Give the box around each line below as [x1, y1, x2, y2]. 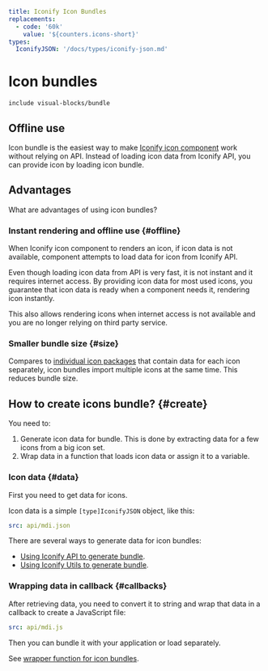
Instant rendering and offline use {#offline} [8, 225, 181, 236]
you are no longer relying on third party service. [8, 318, 168, 328]
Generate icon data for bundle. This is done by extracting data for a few [19, 434, 259, 444]
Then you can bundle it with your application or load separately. [8, 638, 221, 648]
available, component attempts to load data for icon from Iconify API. [8, 252, 238, 262]
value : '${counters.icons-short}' [23, 30, 139, 38]
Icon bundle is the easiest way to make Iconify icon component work [8, 142, 237, 152]
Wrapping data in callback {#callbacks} [8, 580, 168, 592]
